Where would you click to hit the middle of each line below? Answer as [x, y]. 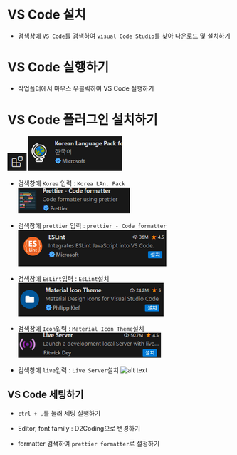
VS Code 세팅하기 [46, 395]
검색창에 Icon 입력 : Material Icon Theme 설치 [81, 328]
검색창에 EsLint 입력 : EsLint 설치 [63, 278]
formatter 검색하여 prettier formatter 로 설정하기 [89, 444]
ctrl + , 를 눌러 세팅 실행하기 [59, 413]
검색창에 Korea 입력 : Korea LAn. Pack [72, 183]
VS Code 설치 [47, 15]
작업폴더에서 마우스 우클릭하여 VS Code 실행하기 [86, 88]
